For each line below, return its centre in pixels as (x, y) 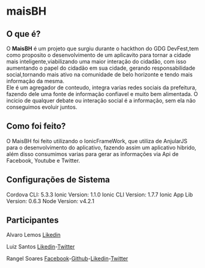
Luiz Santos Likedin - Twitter (41, 247)
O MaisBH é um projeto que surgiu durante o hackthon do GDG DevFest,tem (102, 48)
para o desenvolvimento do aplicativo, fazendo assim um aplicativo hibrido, (102, 147)
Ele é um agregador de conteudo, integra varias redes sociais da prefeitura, (102, 87)
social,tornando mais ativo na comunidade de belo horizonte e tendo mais (99, 74)
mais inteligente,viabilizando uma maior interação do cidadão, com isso (96, 61)
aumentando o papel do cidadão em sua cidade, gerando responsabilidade (101, 68)
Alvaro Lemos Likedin (34, 235)
